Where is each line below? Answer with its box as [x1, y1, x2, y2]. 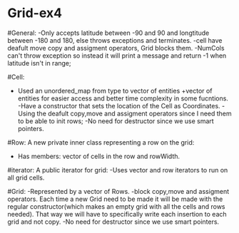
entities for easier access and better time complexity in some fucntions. [17, 94, 228, 103]
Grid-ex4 [7, 5, 63, 21]
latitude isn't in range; [7, 58, 71, 67]
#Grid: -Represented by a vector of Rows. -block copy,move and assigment [7, 187, 230, 195]
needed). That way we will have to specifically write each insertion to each [7, 209, 227, 218]
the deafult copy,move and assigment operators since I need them [36, 109, 232, 118]
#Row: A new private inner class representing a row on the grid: [7, 138, 195, 147]
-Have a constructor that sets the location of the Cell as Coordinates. [17, 101, 220, 110]
